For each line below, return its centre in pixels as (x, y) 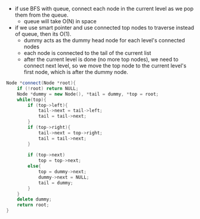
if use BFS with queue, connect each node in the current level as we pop (104, 9)
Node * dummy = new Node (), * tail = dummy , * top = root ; (88, 94)
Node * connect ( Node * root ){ (41, 83)
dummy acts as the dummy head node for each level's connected (104, 40)
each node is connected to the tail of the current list (87, 53)
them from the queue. (41, 15)
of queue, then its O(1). (43, 34)
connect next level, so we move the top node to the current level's (105, 66)
